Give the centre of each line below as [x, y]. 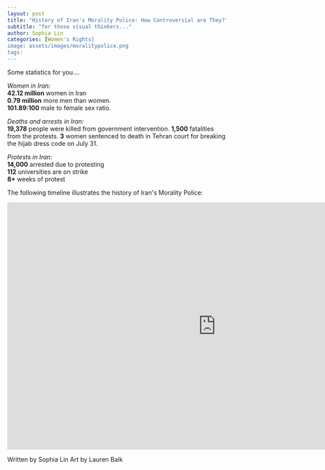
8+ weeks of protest [36, 179]
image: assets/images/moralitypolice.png [68, 46]
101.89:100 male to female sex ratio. [59, 108]
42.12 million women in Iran [47, 93]
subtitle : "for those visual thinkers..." [69, 26]
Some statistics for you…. [44, 72]
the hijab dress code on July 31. [53, 143]
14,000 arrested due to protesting [56, 164]
